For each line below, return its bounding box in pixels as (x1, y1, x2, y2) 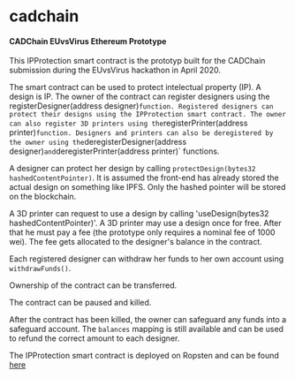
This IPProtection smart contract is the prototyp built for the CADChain (9, 56, 266, 66)
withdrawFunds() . (9, 263, 72, 274)
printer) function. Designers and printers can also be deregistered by (9, 127, 274, 138)
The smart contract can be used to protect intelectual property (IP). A (9, 82, 262, 93)
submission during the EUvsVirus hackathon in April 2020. (9, 64, 221, 76)
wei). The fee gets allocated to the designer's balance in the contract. (9, 237, 262, 247)
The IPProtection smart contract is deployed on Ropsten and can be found (9, 351, 280, 361)
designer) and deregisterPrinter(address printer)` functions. (9, 146, 220, 156)
